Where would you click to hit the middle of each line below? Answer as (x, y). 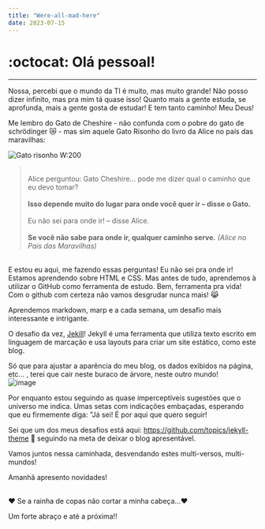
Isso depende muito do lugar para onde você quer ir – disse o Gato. (139, 204)
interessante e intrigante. (49, 319)
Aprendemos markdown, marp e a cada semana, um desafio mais (115, 310)
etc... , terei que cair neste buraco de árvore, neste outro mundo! (113, 374)
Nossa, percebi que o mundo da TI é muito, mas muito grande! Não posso (128, 91)
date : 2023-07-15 (37, 23)
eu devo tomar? (53, 187)
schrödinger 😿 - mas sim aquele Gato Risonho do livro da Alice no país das (131, 132)
